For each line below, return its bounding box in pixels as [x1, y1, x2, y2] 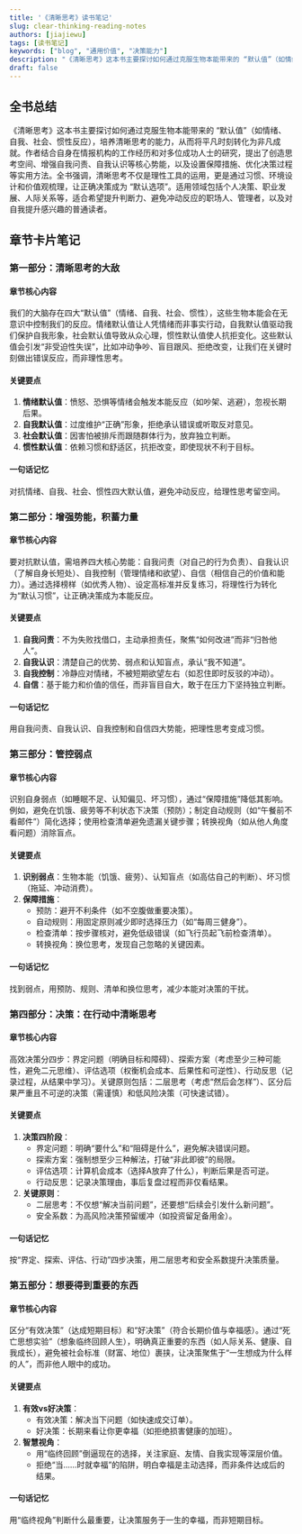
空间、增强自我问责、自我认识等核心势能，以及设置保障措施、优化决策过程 [16, 159, 293, 169]
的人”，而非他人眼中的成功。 [9, 1358, 116, 1370]
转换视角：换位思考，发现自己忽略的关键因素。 [35, 939, 209, 950]
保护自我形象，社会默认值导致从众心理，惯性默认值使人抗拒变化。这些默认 [16, 330, 293, 341]
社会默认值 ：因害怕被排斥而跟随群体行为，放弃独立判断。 [22, 430, 235, 442]
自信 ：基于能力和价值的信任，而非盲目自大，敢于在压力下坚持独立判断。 [22, 679, 290, 689]
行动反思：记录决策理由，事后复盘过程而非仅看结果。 [35, 1177, 234, 1187]
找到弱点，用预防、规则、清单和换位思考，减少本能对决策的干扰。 [9, 983, 253, 994]
